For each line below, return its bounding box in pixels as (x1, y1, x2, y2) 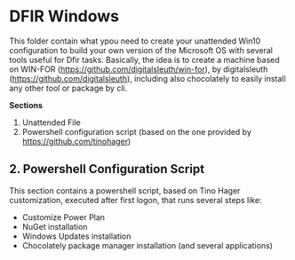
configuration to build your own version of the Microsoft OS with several (9, 44, 274, 55)
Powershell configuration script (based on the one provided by (21, 126, 251, 137)
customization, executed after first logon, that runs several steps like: (9, 194, 262, 205)
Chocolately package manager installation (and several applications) (21, 240, 274, 250)
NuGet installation (21, 221, 88, 232)
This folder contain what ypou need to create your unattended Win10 (9, 35, 261, 46)
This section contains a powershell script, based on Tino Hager (9, 185, 241, 196)
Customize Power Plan (21, 211, 105, 223)
